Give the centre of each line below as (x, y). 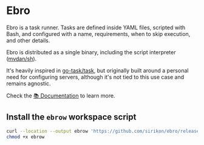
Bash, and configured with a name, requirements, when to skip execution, (98, 34)
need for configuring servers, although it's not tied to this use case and (95, 77)
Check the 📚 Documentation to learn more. (61, 96)
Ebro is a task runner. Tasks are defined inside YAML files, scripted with (96, 27)
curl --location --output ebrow (47, 131)
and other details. (28, 40)
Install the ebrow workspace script (71, 117)
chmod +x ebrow (25, 137)
